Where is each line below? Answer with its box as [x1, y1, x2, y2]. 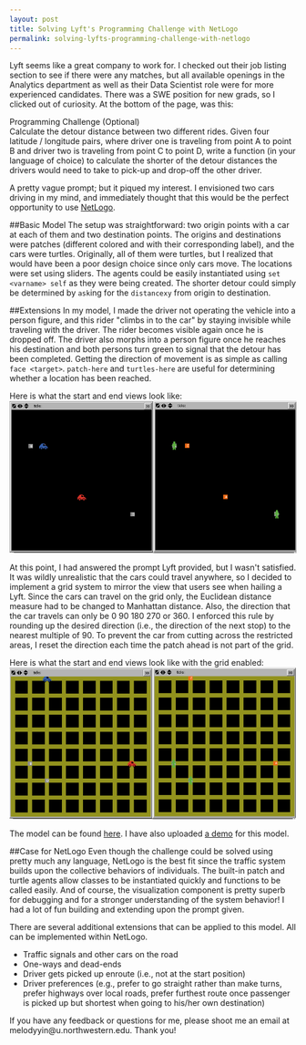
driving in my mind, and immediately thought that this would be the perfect [9, 192, 290, 203]
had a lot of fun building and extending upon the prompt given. [9, 904, 245, 915]
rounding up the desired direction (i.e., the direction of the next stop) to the [9, 620, 291, 631]
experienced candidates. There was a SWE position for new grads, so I [9, 89, 276, 100]
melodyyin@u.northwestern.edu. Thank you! [9, 1024, 177, 1035]
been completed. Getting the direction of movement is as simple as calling [9, 354, 288, 365]
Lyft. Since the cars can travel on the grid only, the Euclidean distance [9, 591, 271, 602]
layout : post [9, 15, 59, 24]
